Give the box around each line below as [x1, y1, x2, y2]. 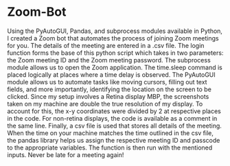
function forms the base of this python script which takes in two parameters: [7, 49, 224, 57]
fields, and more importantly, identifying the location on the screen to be [7, 85, 211, 93]
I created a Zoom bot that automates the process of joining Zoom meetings [7, 34, 219, 42]
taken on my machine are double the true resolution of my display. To [7, 99, 203, 108]
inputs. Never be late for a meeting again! [7, 150, 124, 158]
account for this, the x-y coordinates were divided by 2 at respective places [7, 107, 221, 115]
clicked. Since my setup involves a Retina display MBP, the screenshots [7, 92, 209, 100]
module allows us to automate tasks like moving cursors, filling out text [7, 78, 207, 86]
